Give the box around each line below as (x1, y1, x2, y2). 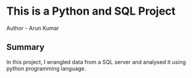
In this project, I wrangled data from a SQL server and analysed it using (6, 58, 186, 65)
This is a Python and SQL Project (6, 4, 176, 18)
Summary (6, 42, 45, 52)
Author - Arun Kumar (6, 24, 60, 32)
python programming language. (6, 65, 86, 72)
